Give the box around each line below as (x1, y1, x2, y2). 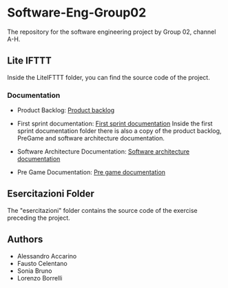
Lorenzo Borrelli (17, 274, 63, 282)
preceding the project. (7, 214, 70, 222)
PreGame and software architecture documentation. (17, 134, 165, 143)
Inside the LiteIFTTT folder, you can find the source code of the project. (7, 73, 210, 81)
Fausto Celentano (17, 259, 68, 267)
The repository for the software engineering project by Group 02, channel (7, 28, 216, 36)
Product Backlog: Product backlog (17, 106, 115, 114)
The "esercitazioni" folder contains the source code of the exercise (7, 206, 198, 214)
